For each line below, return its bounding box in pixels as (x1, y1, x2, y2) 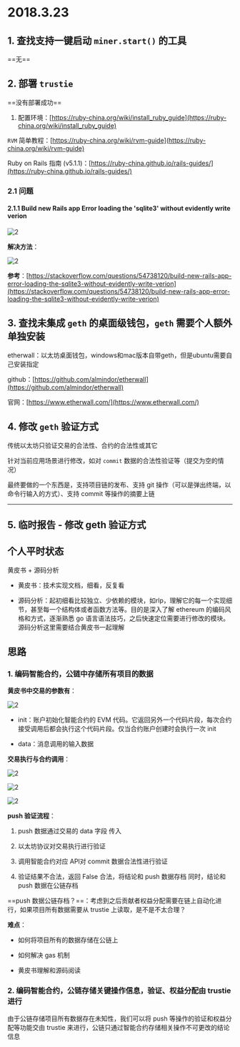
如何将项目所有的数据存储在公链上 (17, 936, 119, 944)
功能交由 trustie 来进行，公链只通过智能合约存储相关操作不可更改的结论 (19, 1023, 230, 1031)
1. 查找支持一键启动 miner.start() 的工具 (7, 34, 187, 46)
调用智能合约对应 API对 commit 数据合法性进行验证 (17, 857, 168, 865)
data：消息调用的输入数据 (17, 740, 94, 748)
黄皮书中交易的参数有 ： (7, 687, 76, 695)
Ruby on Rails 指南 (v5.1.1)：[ (7, 159, 91, 167)
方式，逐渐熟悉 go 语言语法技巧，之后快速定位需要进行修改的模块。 (30, 614, 230, 622)
